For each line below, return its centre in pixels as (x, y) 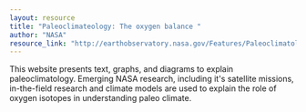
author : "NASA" (38, 35)
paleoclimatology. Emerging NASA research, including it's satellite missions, (152, 79)
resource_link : (38, 43)
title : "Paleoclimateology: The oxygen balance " (106, 26)
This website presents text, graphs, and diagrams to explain (122, 69)
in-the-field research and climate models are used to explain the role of (143, 88)
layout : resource (42, 18)
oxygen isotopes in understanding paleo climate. (101, 98)
